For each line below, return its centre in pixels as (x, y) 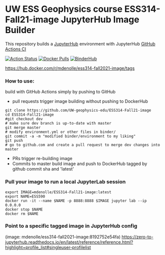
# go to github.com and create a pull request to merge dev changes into (83, 145)
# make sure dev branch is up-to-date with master (58, 124)
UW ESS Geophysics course (64, 9)
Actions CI (16, 49)
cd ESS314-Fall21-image (30, 115)
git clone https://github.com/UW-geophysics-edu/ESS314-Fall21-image (78, 110)
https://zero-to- (138, 237)
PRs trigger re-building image (42, 159)
